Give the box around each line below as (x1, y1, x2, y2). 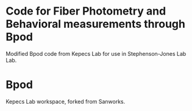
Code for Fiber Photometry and (5, 4, 166, 18)
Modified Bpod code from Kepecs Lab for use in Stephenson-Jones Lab (5, 50, 187, 57)
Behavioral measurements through (5, 17, 185, 31)
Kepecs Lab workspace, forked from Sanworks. (5, 98, 126, 105)
